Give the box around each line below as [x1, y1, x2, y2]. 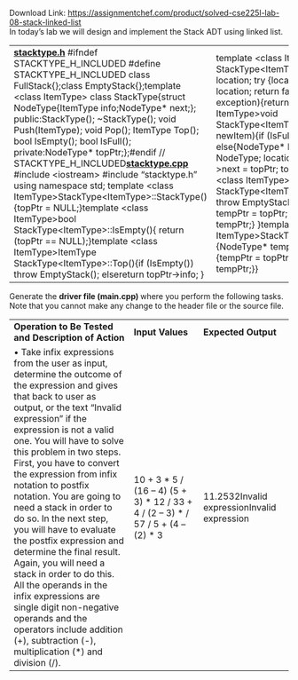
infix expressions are [13, 590, 100, 602]
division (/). [13, 657, 61, 668]
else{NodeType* [216, 141, 286, 153]
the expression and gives [13, 379, 118, 391]
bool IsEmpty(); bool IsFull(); [13, 135, 131, 147]
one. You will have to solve [13, 435, 124, 447]
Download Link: [9, 8, 67, 18]
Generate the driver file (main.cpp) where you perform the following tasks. [9, 291, 284, 301]
